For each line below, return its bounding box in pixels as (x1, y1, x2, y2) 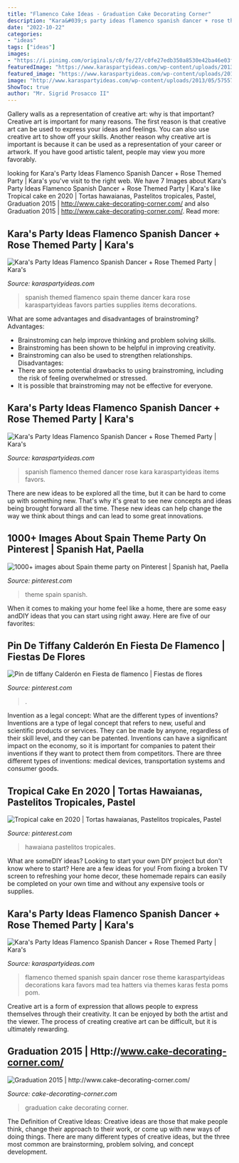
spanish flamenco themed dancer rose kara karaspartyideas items (24, 467, 219, 475)
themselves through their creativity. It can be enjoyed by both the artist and (7, 1010, 228, 1018)
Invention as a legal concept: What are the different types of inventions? (7, 711, 218, 720)
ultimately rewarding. (7, 1025, 69, 1033)
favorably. (7, 155, 37, 164)
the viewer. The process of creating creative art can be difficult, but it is (7, 1017, 217, 1025)
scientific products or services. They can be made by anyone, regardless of (7, 726, 229, 735)
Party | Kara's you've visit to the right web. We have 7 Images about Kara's (7, 176, 227, 186)
